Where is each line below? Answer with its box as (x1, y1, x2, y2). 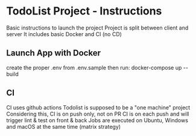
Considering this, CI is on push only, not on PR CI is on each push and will (6, 110, 189, 117)
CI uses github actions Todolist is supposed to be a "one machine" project (6, 104, 191, 111)
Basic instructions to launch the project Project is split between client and (6, 24, 189, 31)
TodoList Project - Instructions (6, 4, 162, 18)
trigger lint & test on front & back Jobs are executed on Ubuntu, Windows (6, 116, 189, 124)
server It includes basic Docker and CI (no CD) (6, 30, 122, 37)
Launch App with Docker (6, 48, 101, 58)
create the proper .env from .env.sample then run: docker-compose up (6, 64, 182, 71)
